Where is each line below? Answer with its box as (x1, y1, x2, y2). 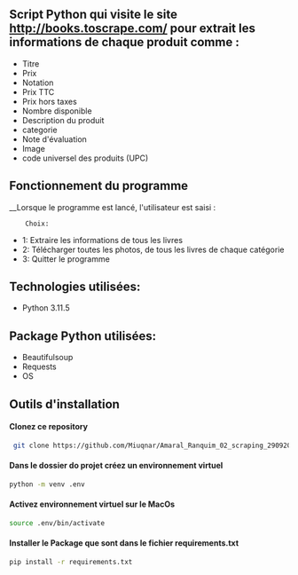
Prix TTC (21, 86, 55, 97)
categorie (21, 124, 58, 135)
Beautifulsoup (21, 352, 74, 363)
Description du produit (21, 114, 105, 125)
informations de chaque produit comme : (9, 35, 239, 50)
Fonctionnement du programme (9, 178, 189, 193)
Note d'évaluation (21, 133, 87, 145)
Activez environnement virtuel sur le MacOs (9, 499, 176, 509)
